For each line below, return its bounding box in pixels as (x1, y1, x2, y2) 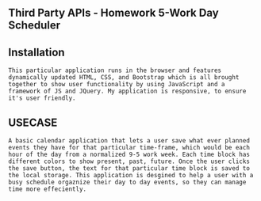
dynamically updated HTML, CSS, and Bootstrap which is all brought (8, 74, 240, 82)
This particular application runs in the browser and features (8, 66, 222, 74)
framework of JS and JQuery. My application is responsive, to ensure (8, 87, 247, 96)
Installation (8, 45, 65, 59)
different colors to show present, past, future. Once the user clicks (8, 157, 250, 165)
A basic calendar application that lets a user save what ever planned (8, 137, 250, 145)
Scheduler (8, 19, 61, 32)
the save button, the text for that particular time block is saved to (8, 165, 250, 173)
